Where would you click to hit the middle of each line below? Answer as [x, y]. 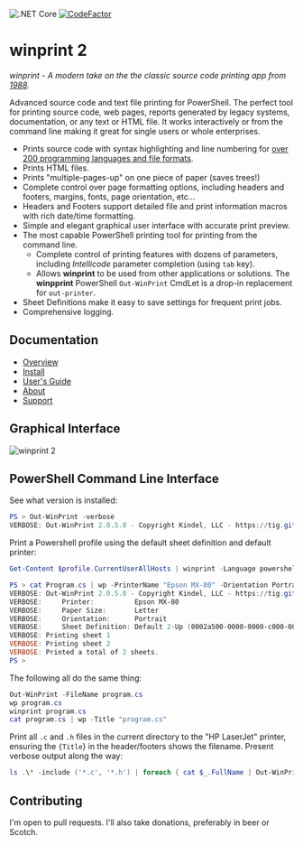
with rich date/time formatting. [79, 216]
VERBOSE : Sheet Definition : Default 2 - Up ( [101, 627]
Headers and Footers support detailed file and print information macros [155, 206]
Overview [40, 362]
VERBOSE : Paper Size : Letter [84, 610]
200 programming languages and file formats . [108, 158]
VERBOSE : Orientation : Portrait [88, 618]
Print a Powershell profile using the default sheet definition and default [141, 543]
